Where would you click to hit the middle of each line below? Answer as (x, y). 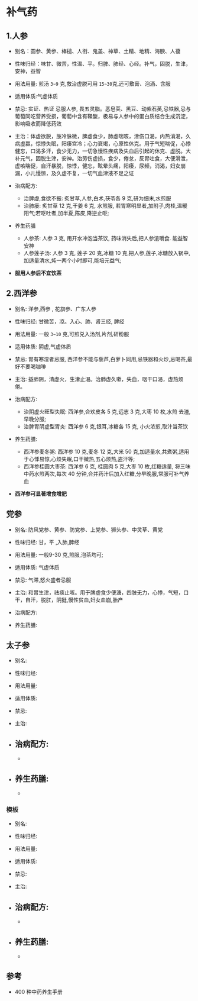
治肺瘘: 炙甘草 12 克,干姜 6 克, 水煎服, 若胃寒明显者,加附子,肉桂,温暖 (106, 206)
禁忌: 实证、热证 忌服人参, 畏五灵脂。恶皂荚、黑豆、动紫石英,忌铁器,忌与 (103, 109)
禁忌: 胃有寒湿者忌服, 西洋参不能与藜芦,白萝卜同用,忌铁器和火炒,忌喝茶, (101, 359)
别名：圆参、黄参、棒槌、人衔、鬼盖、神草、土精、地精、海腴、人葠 (98, 51)
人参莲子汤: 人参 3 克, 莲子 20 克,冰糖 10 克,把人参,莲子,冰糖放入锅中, (107, 253)
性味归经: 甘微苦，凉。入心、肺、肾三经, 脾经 (69, 321)
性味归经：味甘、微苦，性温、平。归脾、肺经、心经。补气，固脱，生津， (103, 64)
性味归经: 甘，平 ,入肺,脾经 (47, 542)
